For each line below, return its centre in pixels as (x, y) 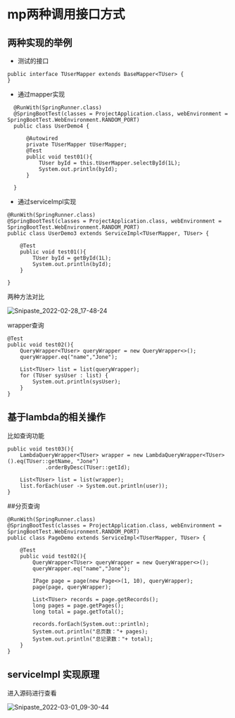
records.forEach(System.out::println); (91, 624)
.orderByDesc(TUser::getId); (88, 467)
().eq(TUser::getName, (40, 461)
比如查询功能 (26, 435)
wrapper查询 (26, 325)
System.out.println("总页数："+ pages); (90, 631)
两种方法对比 (26, 297)
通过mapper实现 (41, 94)
